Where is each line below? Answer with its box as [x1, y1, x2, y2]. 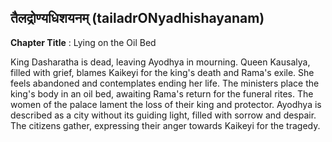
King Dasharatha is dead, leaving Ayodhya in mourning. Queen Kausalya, [10, 56, 311, 68]
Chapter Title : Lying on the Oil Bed [10, 36, 157, 48]
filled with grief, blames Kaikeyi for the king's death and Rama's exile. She [10, 66, 315, 78]
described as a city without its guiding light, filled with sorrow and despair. [10, 109, 317, 121]
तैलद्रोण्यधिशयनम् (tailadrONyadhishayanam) [10, 10, 265, 27]
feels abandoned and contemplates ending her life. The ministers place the [10, 77, 320, 89]
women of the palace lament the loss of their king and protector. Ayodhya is [10, 98, 322, 110]
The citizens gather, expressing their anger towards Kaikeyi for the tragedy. [10, 119, 321, 131]
